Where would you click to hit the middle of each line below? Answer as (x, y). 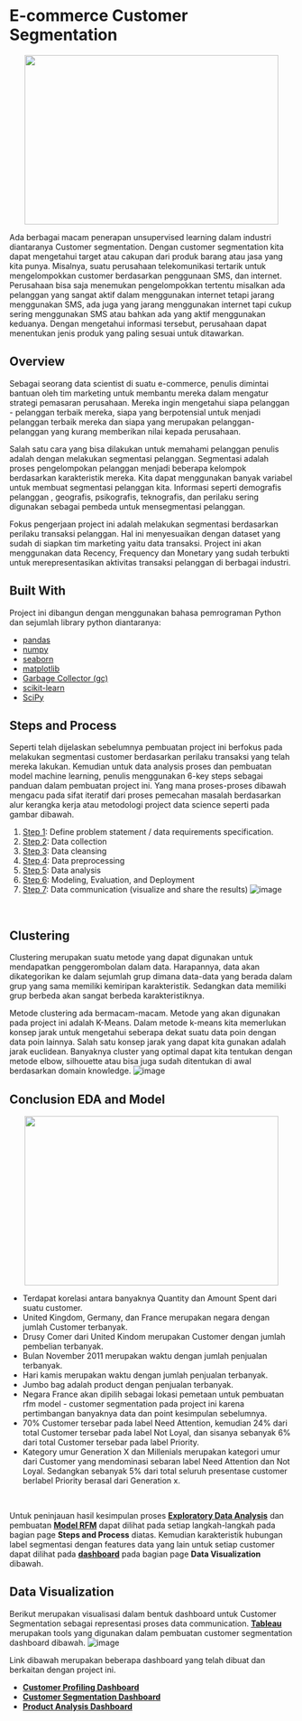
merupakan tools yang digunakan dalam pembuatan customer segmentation (151, 1632)
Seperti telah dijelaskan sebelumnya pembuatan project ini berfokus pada (146, 747)
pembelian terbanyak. (63, 1346)
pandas (37, 640)
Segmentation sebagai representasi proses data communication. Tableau (146, 1623)
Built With (37, 591)
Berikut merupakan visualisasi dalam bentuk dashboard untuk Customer (143, 1613)
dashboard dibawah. (47, 1642)
